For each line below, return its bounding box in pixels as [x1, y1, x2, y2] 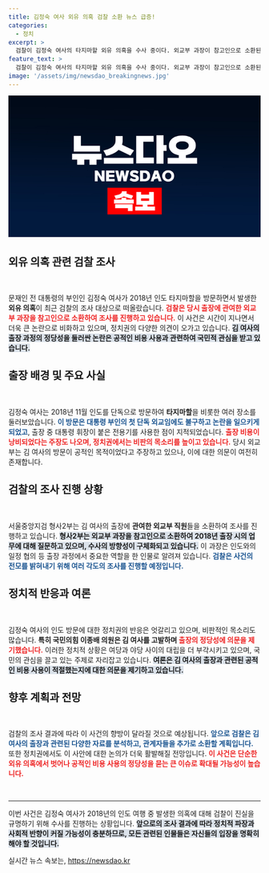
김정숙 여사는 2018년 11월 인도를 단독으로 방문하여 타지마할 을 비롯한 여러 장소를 [8, 406, 256, 416]
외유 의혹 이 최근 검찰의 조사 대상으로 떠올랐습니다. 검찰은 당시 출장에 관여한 [8, 303, 242, 313]
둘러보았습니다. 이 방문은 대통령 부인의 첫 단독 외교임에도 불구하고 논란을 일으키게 [8, 417, 260, 426]
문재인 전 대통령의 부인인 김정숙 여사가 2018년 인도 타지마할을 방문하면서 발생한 [8, 293, 258, 303]
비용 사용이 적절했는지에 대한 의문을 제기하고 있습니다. [16, 665, 184, 675]
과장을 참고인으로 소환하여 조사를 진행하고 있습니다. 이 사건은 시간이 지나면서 [16, 313, 255, 323]
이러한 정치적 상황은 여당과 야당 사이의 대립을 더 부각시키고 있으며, [45, 645, 252, 655]
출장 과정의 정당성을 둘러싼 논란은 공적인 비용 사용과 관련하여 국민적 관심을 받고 [8, 333, 253, 343]
